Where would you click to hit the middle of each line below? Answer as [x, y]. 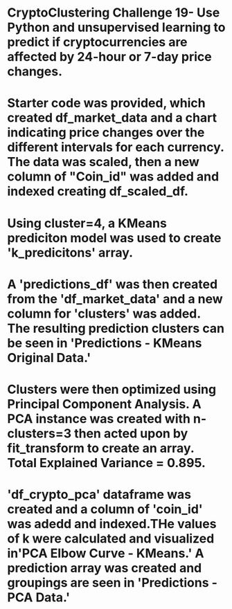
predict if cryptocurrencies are [98, 42]
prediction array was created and [105, 568]
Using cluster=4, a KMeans [87, 223]
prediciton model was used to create [114, 238]
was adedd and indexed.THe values [112, 524]
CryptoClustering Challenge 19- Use [114, 13]
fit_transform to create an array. [101, 448]
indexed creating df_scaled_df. [98, 191]
